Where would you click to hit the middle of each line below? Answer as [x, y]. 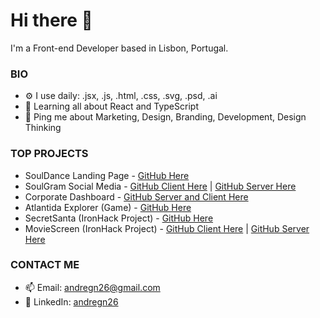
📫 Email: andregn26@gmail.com [92, 287]
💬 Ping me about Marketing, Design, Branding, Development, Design [165, 117]
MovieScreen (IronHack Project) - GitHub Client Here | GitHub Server [167, 228]
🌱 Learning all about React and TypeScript [111, 106]
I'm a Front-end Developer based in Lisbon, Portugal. [119, 48]
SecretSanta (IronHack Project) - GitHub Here [119, 218]
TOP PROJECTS [49, 154]
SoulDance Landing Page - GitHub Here [107, 175]
